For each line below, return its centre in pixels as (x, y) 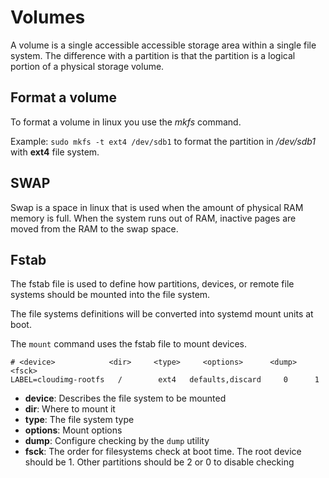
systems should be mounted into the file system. (110, 295)
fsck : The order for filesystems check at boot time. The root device (163, 452)
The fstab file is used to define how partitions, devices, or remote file (152, 284)
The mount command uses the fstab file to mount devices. (128, 344)
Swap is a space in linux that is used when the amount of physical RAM (157, 207)
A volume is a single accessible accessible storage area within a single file (163, 45)
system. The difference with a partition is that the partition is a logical (153, 55)
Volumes (48, 17)
